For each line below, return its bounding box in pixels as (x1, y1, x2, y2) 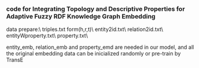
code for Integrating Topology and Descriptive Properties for (6, 5, 185, 13)
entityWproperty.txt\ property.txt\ (6, 32, 88, 39)
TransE (6, 56, 24, 64)
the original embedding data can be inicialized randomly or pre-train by (6, 50, 181, 57)
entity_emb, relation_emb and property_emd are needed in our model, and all (6, 44, 194, 51)
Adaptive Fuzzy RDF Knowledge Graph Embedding (6, 12, 156, 20)
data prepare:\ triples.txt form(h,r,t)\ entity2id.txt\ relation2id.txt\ (6, 26, 164, 33)
